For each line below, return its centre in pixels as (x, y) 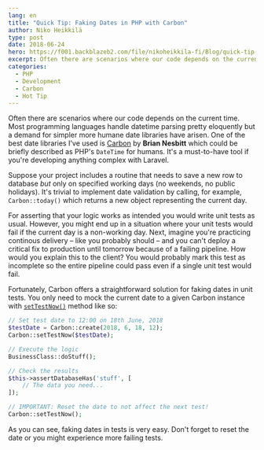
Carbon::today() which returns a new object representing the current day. (128, 201)
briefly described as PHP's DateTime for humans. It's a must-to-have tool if (128, 152)
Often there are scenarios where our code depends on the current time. (124, 118)
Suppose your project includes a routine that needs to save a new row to (126, 175)
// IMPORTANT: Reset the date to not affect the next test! (109, 407)
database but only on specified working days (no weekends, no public (122, 184)
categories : (27, 67)
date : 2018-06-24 (37, 45)
